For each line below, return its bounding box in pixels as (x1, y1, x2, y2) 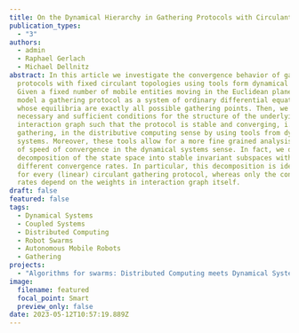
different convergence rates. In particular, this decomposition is (17, 162, 277, 170)
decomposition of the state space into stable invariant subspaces (17, 153, 273, 163)
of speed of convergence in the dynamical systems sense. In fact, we (17, 145, 285, 154)
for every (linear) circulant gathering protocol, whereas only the (17, 170, 277, 178)
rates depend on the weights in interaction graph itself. (17, 178, 241, 187)
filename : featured (17, 285, 90, 294)
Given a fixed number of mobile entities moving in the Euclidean (17, 87, 269, 96)
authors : (9, 37, 42, 47)
